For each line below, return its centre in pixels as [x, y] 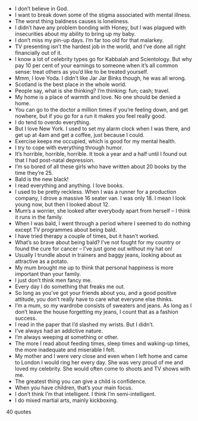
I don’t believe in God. [41, 9]
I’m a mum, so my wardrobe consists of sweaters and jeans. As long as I [103, 305]
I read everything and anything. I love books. [69, 186]
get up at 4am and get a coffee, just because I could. [79, 135]
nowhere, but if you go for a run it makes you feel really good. [90, 116]
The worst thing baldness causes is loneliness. [72, 21]
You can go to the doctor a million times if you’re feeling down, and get [101, 110]
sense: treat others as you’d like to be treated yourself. [81, 72]
